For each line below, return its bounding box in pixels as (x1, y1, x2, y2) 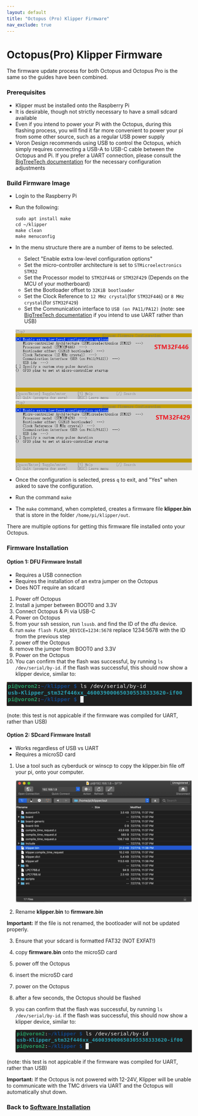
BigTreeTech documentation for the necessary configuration (15, 158, 161, 165)
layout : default (6, 9, 46, 15)
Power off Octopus (15, 595, 61, 602)
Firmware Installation (6, 544, 69, 552)
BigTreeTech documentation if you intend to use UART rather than (24, 311, 184, 318)
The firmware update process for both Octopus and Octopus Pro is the (6, 68, 178, 75)
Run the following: (15, 204, 59, 211)
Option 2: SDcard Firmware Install (6, 731, 91, 738)
